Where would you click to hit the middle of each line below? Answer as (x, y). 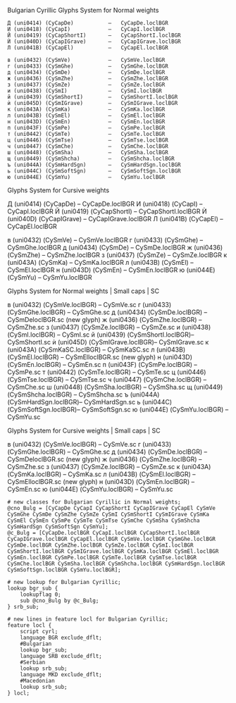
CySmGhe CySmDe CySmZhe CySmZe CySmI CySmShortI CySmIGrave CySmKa (108, 514)
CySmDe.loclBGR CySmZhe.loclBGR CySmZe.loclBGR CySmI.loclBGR (100, 545)
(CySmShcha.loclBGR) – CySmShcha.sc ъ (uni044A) (83, 394)
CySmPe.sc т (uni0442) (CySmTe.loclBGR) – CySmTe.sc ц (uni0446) (107, 372)
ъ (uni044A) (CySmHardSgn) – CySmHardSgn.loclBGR (94, 165)
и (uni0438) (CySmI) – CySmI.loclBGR (85, 91)
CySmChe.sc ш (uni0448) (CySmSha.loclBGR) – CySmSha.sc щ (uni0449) (115, 387)
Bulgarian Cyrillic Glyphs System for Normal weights (83, 10)
